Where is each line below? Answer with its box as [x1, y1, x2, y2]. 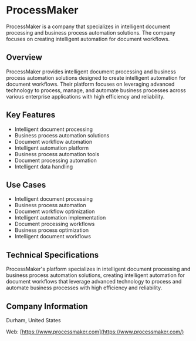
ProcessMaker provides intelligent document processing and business [6, 68, 176, 75]
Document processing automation [14, 157, 97, 164]
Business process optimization [14, 227, 89, 234]
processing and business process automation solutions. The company [6, 29, 176, 36]
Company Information [6, 301, 88, 311]
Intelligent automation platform [14, 144, 89, 151]
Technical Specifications [6, 250, 99, 260]
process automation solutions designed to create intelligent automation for [6, 74, 186, 81]
